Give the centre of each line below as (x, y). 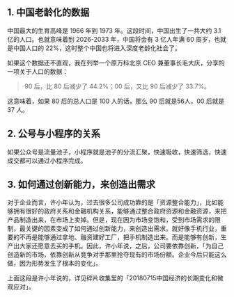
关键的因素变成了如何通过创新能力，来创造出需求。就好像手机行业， (123, 229)
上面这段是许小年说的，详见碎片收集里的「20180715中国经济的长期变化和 (112, 278)
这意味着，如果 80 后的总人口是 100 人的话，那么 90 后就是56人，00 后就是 (116, 101)
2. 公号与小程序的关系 (54, 134)
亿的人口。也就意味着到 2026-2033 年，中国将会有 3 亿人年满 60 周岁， (111, 39)
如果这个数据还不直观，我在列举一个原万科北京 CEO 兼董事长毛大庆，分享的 (116, 63)
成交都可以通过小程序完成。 (47, 160)
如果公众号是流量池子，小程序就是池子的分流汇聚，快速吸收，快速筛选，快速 (117, 152)
